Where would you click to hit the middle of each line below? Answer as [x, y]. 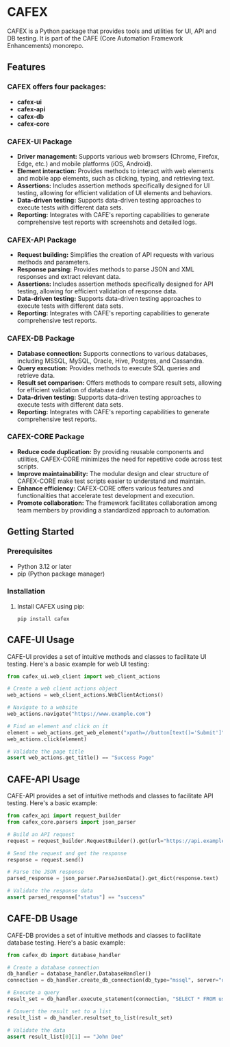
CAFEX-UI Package [40, 142]
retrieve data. [36, 375]
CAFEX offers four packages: [57, 87]
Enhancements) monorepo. [46, 45]
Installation [26, 592]
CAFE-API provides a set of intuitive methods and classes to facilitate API [110, 796]
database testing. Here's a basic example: [66, 943]
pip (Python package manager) [61, 574]
